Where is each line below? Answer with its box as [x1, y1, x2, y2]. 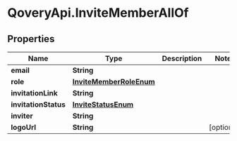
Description [162, 54, 202, 63]
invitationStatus [11, 100, 66, 109]
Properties [7, 33, 55, 45]
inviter [11, 111, 33, 121]
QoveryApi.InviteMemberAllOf [7, 5, 189, 21]
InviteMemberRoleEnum [72, 77, 155, 86]
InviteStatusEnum [72, 100, 134, 109]
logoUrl [11, 123, 37, 132]
